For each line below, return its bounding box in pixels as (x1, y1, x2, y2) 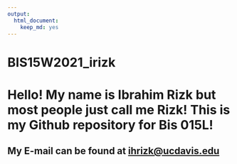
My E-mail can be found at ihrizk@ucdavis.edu (7, 145, 220, 157)
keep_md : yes (20, 23, 59, 31)
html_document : (14, 17, 59, 24)
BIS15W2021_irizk (7, 54, 116, 70)
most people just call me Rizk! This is (7, 102, 231, 118)
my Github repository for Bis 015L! (7, 116, 214, 133)
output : (7, 10, 31, 18)
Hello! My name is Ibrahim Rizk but (7, 87, 216, 103)
